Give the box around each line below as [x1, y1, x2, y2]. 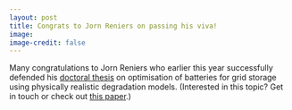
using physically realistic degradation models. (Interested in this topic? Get [9, 81, 284, 92]
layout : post [9, 13, 58, 22]
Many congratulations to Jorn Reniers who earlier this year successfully [9, 63, 274, 73]
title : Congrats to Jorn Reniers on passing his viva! [9, 21, 218, 30]
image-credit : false [9, 38, 87, 47]
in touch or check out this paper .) [9, 91, 132, 102]
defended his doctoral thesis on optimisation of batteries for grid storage [9, 72, 277, 83]
